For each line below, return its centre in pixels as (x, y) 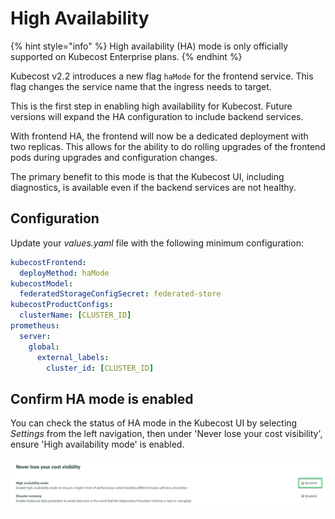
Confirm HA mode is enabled (102, 398)
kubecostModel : (42, 283)
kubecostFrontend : (48, 262)
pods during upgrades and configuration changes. (114, 157)
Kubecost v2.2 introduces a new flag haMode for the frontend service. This (162, 76)
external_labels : (73, 357)
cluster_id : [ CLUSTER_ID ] (100, 368)
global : (44, 347)
